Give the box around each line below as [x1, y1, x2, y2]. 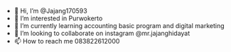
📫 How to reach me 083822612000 [14, 37, 120, 45]
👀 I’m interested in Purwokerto [14, 14, 103, 22]
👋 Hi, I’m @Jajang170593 [14, 7, 87, 15]
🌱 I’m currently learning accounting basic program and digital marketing [14, 22, 225, 30]
